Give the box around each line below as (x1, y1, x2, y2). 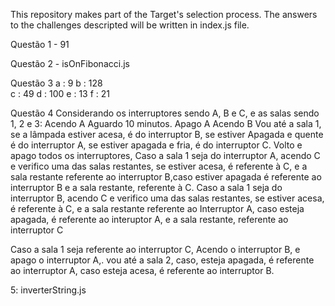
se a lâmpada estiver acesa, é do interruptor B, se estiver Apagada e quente (10, 129, 324, 140)
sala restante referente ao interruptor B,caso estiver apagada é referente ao (10, 171, 322, 183)
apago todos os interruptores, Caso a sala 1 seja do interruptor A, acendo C (10, 150, 321, 161)
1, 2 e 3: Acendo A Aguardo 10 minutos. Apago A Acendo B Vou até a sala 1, (10, 118, 322, 129)
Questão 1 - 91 (10, 39, 70, 50)
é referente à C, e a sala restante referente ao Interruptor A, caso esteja (10, 203, 305, 214)
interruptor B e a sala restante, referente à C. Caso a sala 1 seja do (10, 182, 283, 193)
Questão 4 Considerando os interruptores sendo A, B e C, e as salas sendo (10, 107, 320, 119)
